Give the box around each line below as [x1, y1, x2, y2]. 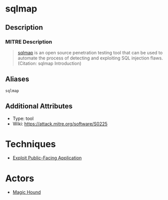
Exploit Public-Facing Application [12, 155, 82, 161]
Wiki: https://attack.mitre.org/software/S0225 [12, 120, 108, 126]
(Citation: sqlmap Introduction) [17, 60, 82, 66]
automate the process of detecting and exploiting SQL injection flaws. [17, 55, 163, 61]
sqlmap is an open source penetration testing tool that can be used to [17, 49, 163, 55]
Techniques [5, 138, 56, 150]
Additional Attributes [5, 102, 73, 111]
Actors [5, 172, 34, 184]
